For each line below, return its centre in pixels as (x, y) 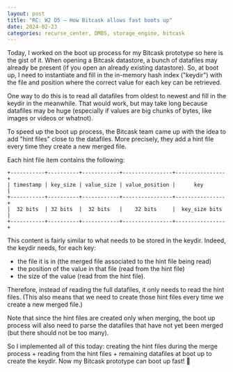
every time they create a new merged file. (67, 146)
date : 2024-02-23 (32, 26)
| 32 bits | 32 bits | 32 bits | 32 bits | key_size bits (115, 210)
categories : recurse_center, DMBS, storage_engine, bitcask (96, 33)
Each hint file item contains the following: (66, 160)
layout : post (26, 14)
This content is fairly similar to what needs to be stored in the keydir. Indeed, (116, 240)
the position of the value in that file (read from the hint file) (101, 269)
